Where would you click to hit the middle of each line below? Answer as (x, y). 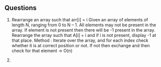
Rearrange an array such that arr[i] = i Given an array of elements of (80, 19)
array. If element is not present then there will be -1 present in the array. (83, 30)
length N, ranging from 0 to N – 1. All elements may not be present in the (84, 25)
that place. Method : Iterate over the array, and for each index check (80, 40)
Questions (21, 8)
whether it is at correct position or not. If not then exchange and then (81, 45)
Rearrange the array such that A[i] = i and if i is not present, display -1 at (84, 35)
